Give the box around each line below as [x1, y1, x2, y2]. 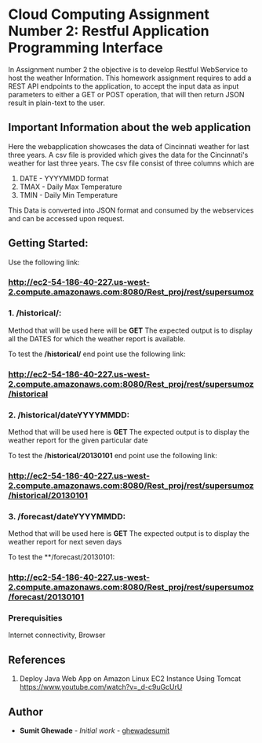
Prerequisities [8, 613, 63, 624]
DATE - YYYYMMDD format [19, 173, 109, 183]
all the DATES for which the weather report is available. [8, 333, 186, 343]
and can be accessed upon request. [8, 213, 125, 223]
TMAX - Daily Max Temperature [19, 182, 123, 191]
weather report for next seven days [8, 537, 122, 547]
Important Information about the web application [8, 121, 251, 134]
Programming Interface [8, 39, 163, 56]
